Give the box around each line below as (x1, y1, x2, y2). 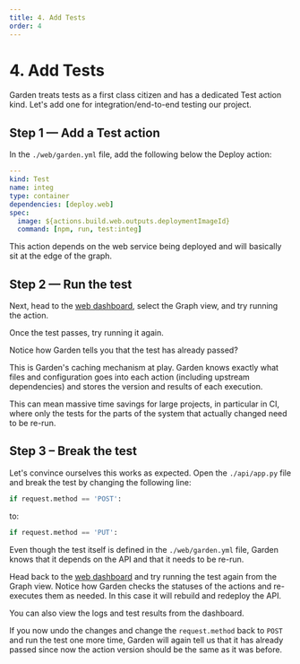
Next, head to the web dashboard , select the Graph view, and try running (9, 301, 279, 311)
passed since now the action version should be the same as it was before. (9, 643, 283, 655)
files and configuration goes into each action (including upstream (9, 371, 251, 382)
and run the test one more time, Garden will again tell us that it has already (9, 634, 284, 645)
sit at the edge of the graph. (9, 250, 113, 261)
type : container (9, 191, 70, 200)
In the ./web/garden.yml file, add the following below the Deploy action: (9, 149, 272, 160)
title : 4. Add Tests (9, 13, 87, 22)
